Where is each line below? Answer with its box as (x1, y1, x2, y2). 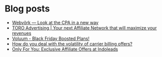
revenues (11, 30, 31, 36)
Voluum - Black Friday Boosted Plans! (11, 35, 89, 41)
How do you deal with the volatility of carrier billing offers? (11, 40, 133, 46)
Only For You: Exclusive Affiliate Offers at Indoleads (11, 46, 118, 52)
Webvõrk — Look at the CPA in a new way (11, 19, 98, 25)
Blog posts (4, 3, 50, 14)
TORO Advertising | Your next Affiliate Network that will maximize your (11, 24, 157, 30)
